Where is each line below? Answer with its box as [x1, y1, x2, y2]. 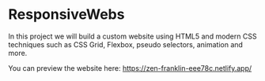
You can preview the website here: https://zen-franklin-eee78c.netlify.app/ [8, 63, 252, 72]
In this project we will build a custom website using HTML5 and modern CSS [8, 31, 257, 41]
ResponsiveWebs [8, 6, 125, 24]
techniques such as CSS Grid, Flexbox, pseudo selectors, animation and [8, 39, 244, 49]
